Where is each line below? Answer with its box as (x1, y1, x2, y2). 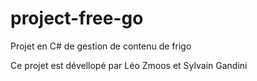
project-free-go (10, 7, 144, 30)
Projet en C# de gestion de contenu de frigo (10, 40, 192, 52)
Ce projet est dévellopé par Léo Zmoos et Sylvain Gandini (10, 59, 248, 71)
